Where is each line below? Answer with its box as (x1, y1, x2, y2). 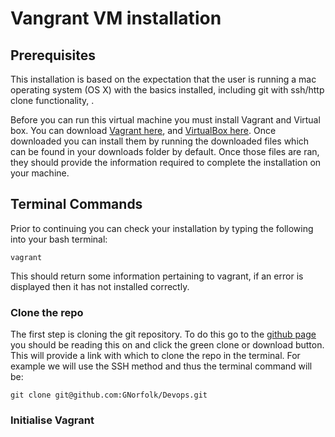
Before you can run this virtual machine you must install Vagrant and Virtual (10, 114, 321, 126)
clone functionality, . (10, 95, 95, 106)
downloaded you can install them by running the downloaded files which (10, 135, 310, 147)
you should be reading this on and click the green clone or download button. (10, 339, 325, 351)
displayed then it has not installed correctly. (10, 280, 190, 292)
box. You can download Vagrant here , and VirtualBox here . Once (10, 125, 277, 136)
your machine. (10, 167, 70, 179)
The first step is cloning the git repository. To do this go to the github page (10, 328, 317, 341)
